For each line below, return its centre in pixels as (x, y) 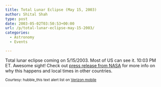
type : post (16, 19)
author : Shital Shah (27, 14)
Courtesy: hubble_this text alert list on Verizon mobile (51, 80)
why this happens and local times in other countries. (59, 71)
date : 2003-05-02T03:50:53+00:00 (40, 23)
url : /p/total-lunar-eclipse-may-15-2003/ (50, 28)
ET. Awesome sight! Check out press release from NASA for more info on (80, 65)
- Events (19, 42)
